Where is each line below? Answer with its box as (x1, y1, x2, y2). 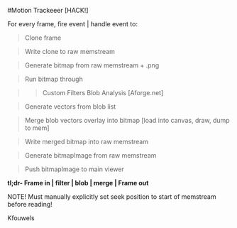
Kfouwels (7, 214, 35, 222)
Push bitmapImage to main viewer (24, 165, 124, 173)
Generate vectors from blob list (24, 102, 116, 111)
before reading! (7, 200, 53, 208)
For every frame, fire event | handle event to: (7, 20, 138, 28)
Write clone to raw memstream (24, 48, 116, 55)
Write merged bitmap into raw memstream (24, 138, 149, 146)
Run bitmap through (24, 75, 83, 83)
